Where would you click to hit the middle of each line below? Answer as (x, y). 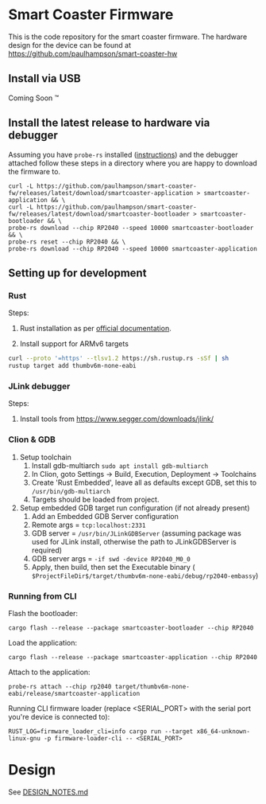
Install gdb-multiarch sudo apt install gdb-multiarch (120, 465)
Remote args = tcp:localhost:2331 (89, 525)
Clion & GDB (32, 439)
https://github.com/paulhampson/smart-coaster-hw (93, 53)
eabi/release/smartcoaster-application (74, 693)
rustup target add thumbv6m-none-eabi (72, 366)
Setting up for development (77, 273)
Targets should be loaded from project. (95, 499)
